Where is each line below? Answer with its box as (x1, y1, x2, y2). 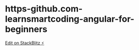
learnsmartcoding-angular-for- (5, 13, 135, 25)
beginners (5, 24, 48, 35)
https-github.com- (5, 3, 83, 14)
